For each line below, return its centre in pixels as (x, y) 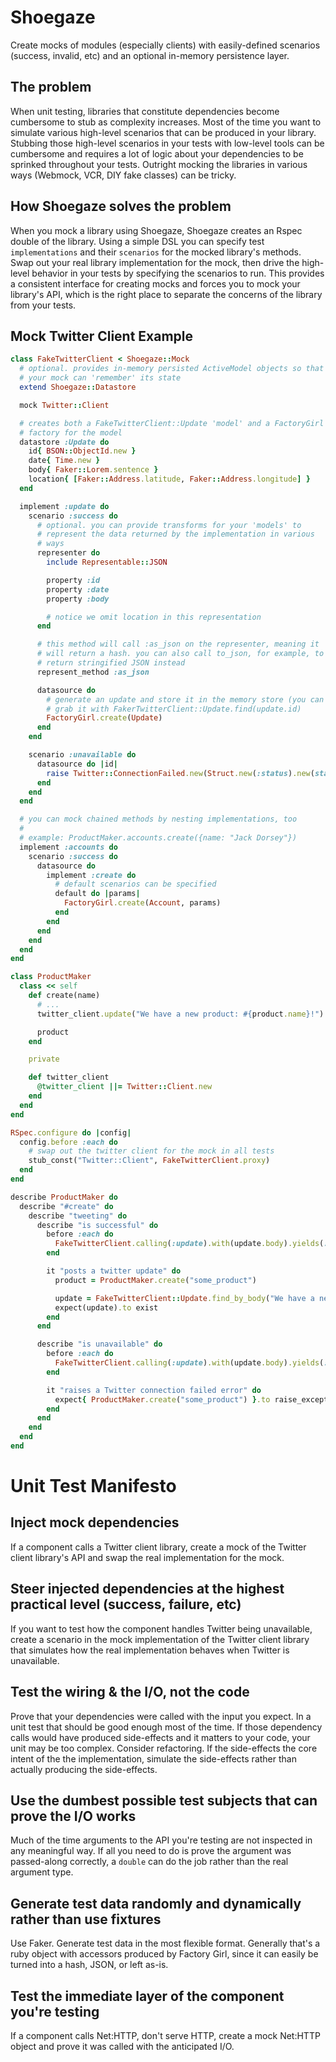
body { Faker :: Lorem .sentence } (93, 470)
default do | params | (97, 894)
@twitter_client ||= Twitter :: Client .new (124, 1087)
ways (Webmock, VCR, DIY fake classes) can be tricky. (123, 175)
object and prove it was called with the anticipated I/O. (122, 2046)
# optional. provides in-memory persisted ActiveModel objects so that (172, 369)
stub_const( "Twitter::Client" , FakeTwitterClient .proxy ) (149, 1161)
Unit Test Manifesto (93, 1486)
